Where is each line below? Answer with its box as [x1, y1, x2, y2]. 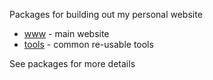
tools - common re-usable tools [23, 39, 154, 50]
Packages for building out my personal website [9, 9, 203, 20]
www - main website [23, 28, 110, 39]
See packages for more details [9, 58, 136, 69]
